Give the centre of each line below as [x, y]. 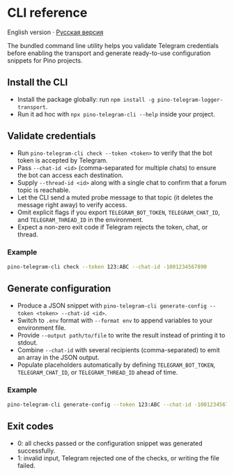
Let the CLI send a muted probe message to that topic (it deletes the [115, 197]
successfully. [36, 451]
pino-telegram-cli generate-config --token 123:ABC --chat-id [99, 405]
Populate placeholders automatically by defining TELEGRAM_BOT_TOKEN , [116, 365]
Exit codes [31, 427]
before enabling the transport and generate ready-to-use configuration [109, 53]
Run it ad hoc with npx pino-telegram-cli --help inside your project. [116, 114]
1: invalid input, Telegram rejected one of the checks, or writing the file [118, 458]
